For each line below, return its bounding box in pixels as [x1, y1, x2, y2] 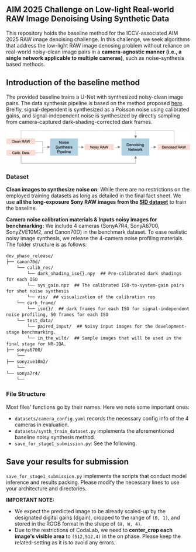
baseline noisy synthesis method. [14, 433, 95, 440]
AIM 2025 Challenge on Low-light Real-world [6, 5, 174, 15]
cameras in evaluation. [14, 421, 70, 428]
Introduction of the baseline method [6, 78, 140, 87]
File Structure [6, 390, 46, 398]
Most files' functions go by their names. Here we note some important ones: [6, 403, 190, 410]
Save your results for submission [6, 457, 129, 467]
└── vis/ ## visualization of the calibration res [27, 294, 156, 300]
